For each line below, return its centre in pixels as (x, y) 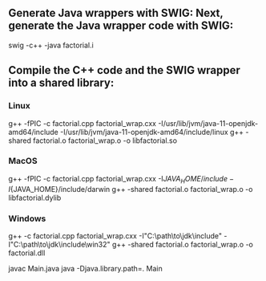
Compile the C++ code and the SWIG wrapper (124, 70)
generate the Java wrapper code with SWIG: (121, 26)
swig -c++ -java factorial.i (51, 45)
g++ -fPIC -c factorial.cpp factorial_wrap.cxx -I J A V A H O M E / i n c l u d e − (121, 179)
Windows (27, 218)
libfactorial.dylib (35, 198)
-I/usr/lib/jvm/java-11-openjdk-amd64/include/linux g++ (152, 132)
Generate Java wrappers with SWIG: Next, (116, 13)
